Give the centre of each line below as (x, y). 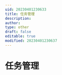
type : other (17, 27)
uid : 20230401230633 (26, 9)
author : (13, 23)
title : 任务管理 (20, 14)
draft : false (18, 32)
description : (18, 18)
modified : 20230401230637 (31, 41)
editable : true (20, 37)
